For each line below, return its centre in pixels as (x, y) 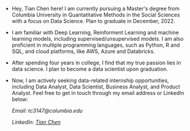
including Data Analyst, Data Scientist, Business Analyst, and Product (96, 87)
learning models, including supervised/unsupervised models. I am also (98, 39)
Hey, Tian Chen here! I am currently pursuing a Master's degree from (96, 9)
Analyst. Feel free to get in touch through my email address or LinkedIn (98, 93)
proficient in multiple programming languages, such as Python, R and (96, 45)
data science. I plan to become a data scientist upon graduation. (90, 69)
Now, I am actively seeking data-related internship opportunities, (90, 80)
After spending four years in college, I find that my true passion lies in (96, 63)
